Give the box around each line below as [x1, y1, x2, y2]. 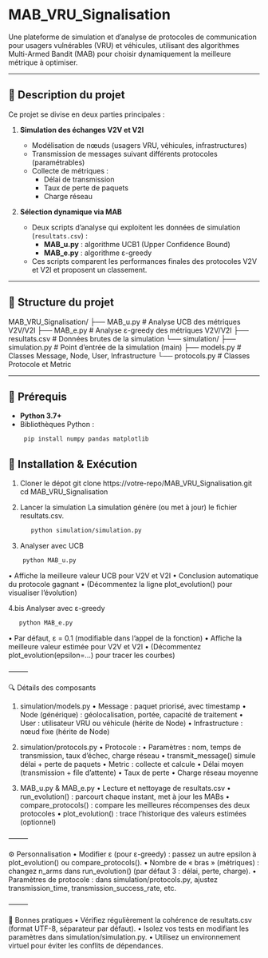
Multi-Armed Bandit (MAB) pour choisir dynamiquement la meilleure [8, 49, 231, 58]
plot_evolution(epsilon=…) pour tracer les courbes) [8, 650, 175, 660]
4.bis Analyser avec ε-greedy [8, 603, 105, 613]
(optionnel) [19, 817, 57, 827]
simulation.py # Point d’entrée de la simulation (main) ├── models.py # [8, 342, 242, 352]
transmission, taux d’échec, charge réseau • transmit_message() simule [19, 750, 256, 760]
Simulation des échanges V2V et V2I [19, 125, 144, 134]
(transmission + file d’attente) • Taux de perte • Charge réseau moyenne [19, 768, 258, 777]
